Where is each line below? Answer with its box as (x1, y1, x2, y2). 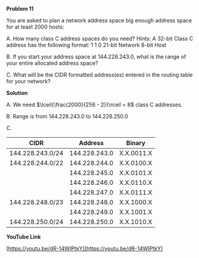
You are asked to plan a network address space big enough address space (6, 17, 192, 24)
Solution (6, 89, 28, 96)
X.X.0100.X (119, 159, 153, 167)
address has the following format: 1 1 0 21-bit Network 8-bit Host (6, 42, 167, 48)
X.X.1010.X (119, 218, 153, 226)
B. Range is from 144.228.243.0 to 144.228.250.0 (6, 113, 128, 120)
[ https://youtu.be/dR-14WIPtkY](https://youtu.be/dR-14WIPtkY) (6, 245, 163, 252)
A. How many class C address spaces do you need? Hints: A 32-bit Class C (6, 35, 194, 42)
